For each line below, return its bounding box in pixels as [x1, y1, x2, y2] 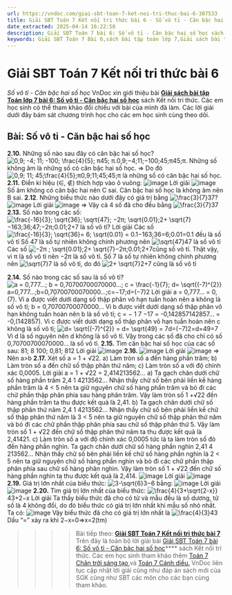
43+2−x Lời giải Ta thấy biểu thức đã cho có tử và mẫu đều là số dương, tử [7, 493, 219, 502]
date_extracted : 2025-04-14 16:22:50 [7, 23, 116, 30]
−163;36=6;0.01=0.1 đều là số [137, 230, 222, 238]
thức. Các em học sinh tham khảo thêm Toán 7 [75, 551, 209, 560]
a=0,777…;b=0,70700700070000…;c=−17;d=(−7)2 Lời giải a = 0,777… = [7, 287, 211, 296]
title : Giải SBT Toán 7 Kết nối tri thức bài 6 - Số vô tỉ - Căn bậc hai [7, 17, 224, 24]
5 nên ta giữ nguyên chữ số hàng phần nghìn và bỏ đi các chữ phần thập [7, 456, 214, 465]
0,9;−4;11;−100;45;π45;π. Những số [116, 157, 217, 165]
